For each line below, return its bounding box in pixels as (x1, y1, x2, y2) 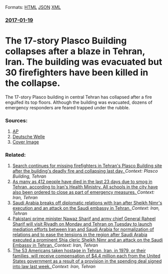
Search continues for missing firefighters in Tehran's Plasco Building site (12, 163, 162, 169)
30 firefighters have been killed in (5, 67, 148, 78)
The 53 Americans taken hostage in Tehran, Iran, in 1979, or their (12, 248, 146, 254)
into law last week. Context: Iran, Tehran (12, 264, 96, 270)
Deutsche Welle (12, 134, 45, 140)
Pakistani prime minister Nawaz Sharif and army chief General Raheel (12, 216, 156, 222)
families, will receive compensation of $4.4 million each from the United (12, 253, 160, 259)
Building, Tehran (12, 173, 46, 179)
